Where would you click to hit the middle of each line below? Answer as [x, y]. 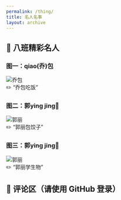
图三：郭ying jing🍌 [33, 146]
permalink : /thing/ [30, 11]
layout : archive [26, 22]
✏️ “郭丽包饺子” [25, 127]
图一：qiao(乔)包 [30, 66]
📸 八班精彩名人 [33, 48]
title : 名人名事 [24, 17]
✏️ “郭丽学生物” [25, 167]
